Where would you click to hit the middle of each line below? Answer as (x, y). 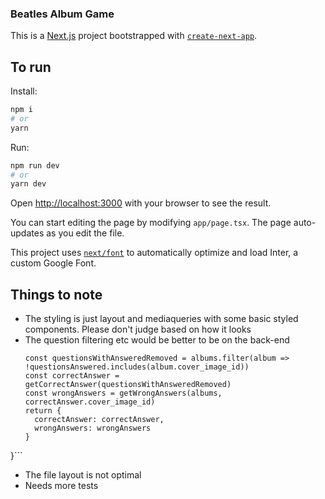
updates (27, 233)
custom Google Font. (53, 263)
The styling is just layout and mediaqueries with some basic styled (161, 319)
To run (31, 67)
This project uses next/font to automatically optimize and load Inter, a (154, 253)
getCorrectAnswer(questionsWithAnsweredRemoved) (128, 385)
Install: (24, 91)
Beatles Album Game (62, 14)
